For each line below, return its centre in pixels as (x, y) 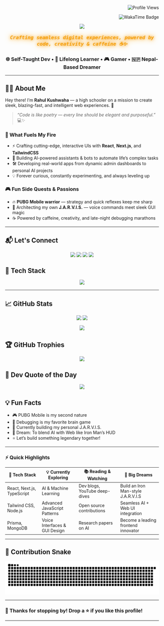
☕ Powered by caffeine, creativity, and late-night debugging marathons (84, 218)
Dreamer (90, 67)
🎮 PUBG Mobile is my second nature (49, 415)
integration (131, 513)
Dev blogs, (89, 486)
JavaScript (52, 508)
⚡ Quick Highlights (28, 457)
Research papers (96, 523)
